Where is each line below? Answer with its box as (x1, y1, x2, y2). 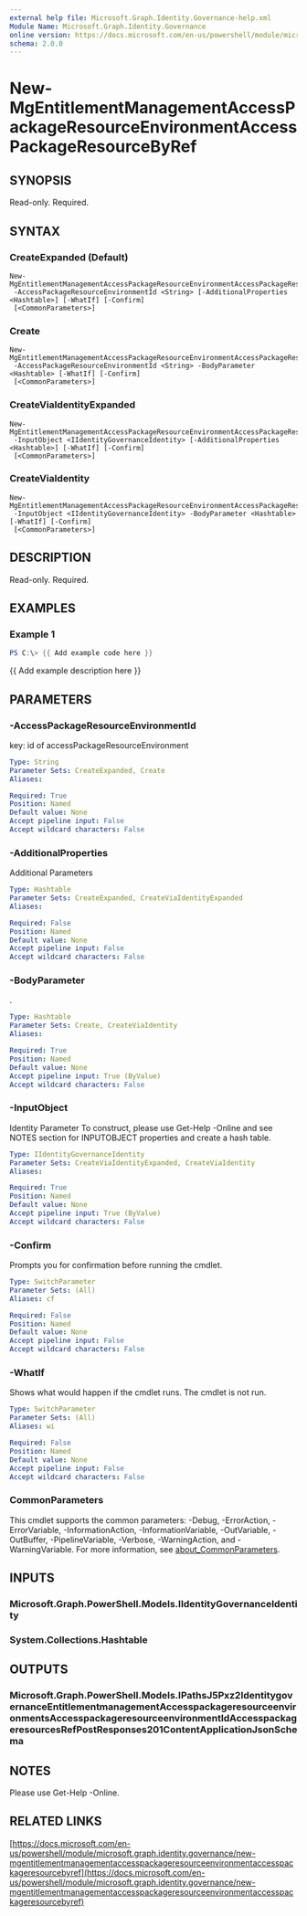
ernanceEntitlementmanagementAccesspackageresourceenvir (9, 1700, 297, 1713)
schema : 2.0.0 (9, 38, 64, 48)
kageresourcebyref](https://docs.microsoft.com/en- (9, 1867, 206, 1878)
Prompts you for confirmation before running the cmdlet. (9, 1260, 223, 1271)
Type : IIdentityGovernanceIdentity (9, 1149, 145, 1159)
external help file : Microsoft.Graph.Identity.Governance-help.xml (9, 13, 272, 23)
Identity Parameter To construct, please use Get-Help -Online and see (9, 1122, 273, 1133)
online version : (9, 30, 71, 39)
